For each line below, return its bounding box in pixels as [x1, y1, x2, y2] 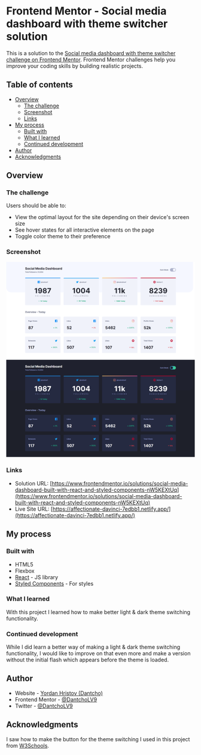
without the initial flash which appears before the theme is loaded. [6, 656, 169, 664]
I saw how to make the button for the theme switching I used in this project [6, 735, 190, 742]
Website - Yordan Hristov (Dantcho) [14, 689, 103, 697]
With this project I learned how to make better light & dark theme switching [6, 608, 190, 616]
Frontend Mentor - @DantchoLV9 [14, 696, 98, 703]
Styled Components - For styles [14, 580, 94, 587]
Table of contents [6, 80, 73, 90]
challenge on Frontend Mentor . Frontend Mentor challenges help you [6, 56, 175, 63]
